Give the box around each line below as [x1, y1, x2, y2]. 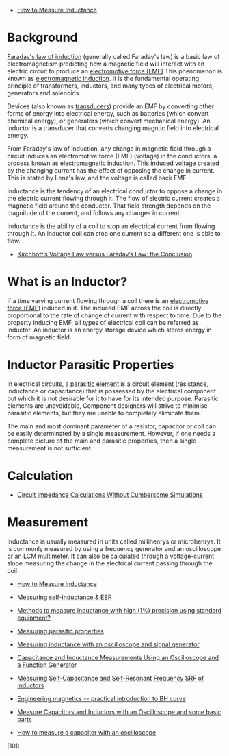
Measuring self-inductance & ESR [16, 593, 112, 601]
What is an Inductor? [7, 274, 128, 290]
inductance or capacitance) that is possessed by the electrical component [7, 387, 217, 395]
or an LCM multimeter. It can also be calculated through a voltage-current [7, 552, 215, 560]
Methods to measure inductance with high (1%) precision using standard [16, 606, 222, 614]
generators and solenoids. [7, 88, 81, 97]
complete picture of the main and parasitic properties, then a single [7, 437, 197, 445]
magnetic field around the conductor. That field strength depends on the [7, 202, 211, 210]
